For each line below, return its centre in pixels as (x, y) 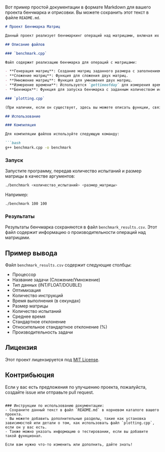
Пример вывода (31, 253)
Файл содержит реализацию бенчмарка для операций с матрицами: (71, 62)
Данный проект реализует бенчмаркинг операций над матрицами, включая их (82, 36)
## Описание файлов (25, 44)
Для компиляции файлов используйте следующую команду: (62, 134)
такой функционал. (24, 436)
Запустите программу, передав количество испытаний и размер (73, 171)
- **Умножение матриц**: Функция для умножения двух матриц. (69, 80)
